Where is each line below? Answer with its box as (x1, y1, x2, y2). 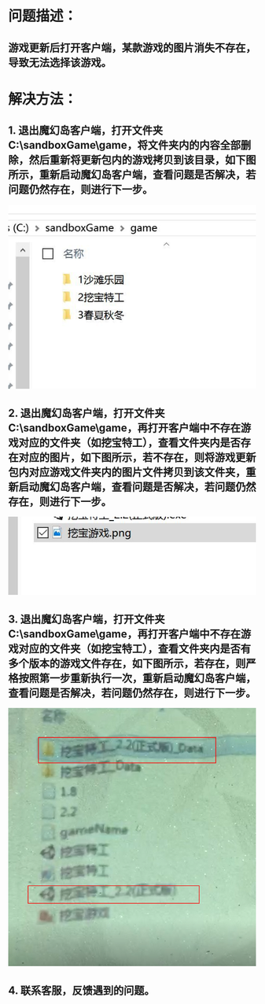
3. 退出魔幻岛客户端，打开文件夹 (8, 612, 165, 626)
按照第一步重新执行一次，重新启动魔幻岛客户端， (18, 671, 256, 685)
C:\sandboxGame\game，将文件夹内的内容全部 (8, 138, 241, 152)
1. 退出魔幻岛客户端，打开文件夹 (8, 124, 164, 138)
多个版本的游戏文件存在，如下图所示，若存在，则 (8, 656, 246, 670)
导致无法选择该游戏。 (8, 56, 112, 69)
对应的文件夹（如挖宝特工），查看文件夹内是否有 (18, 642, 252, 655)
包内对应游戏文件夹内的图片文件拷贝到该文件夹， (8, 465, 246, 478)
